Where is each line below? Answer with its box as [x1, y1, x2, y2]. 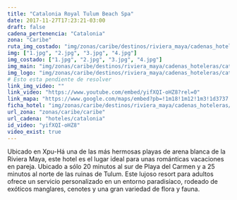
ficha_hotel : [7, 102, 46, 109]
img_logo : [7, 69, 37, 76]
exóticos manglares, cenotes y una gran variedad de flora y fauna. [7, 185, 200, 194]
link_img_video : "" [7, 82, 65, 89]
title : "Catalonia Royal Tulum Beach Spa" [7, 10, 134, 18]
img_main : [7, 63, 37, 70]
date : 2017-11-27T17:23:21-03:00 [7, 17, 106, 24]
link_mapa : [7, 96, 39, 103]
